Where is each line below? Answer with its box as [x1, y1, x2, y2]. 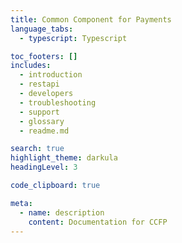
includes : [10, 61, 52, 71]
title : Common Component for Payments [10, 14, 172, 25]
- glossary [19, 116, 65, 126]
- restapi [19, 79, 60, 90]
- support [19, 107, 60, 117]
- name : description [19, 207, 105, 218]
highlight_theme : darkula [10, 153, 118, 163]
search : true [10, 144, 65, 154]
